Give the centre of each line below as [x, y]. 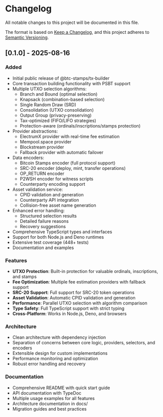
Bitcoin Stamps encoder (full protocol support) [68, 163]
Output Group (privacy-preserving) [56, 115]
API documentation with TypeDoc [47, 393]
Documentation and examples [43, 248]
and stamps [24, 277]
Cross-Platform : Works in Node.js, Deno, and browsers [70, 313]
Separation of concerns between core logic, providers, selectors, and [84, 343]
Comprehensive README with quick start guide [61, 388]
